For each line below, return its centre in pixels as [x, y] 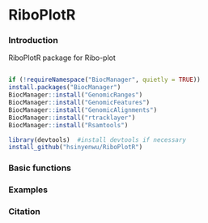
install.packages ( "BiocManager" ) [65, 88]
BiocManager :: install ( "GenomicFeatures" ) [79, 103]
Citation [24, 212]
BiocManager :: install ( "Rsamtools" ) [68, 125]
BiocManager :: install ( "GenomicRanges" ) [76, 95]
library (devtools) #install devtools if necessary [97, 139]
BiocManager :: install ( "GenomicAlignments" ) [83, 110]
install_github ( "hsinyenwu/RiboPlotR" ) [76, 148]
